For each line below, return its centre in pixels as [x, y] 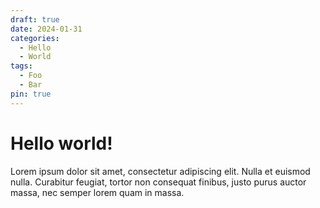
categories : [35, 38]
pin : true [31, 94]
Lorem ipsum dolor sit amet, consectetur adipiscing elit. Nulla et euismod [160, 171]
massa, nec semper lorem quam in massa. [97, 192]
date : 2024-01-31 [46, 29]
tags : [21, 66]
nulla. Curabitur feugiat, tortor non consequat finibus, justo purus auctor [158, 182]
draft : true [35, 19]
